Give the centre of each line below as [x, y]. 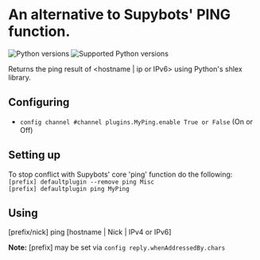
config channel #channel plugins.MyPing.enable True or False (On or [136, 122]
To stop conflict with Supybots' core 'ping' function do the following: [120, 174]
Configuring [39, 102]
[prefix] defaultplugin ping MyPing [69, 188]
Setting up [35, 155]
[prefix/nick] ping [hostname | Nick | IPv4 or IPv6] [90, 232]
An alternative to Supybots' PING [120, 15]
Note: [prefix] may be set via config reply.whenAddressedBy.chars [117, 247]
